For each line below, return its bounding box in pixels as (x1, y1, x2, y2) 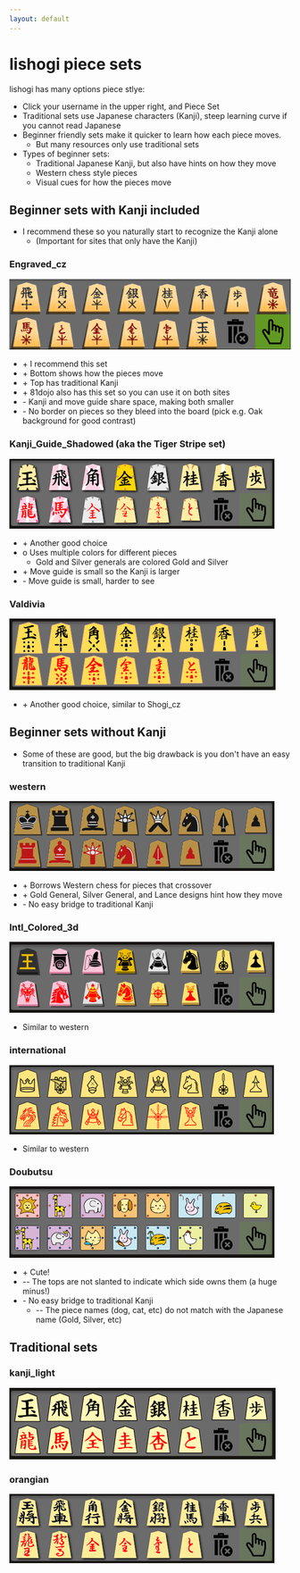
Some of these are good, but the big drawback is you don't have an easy (21, 749, 290, 759)
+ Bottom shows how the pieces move (21, 368, 163, 379)
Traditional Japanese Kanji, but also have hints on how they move (35, 157, 277, 169)
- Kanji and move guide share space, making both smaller (21, 397, 235, 407)
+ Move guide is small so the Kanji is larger (21, 565, 180, 576)
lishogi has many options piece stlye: (9, 83, 146, 94)
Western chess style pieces (35, 167, 138, 178)
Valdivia (9, 598, 46, 610)
